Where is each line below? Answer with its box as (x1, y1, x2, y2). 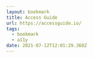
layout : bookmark (6, 8, 50, 15)
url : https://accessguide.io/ (6, 20, 82, 26)
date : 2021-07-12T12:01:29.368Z (6, 43, 87, 49)
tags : (6, 25, 20, 32)
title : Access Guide (6, 14, 58, 21)
